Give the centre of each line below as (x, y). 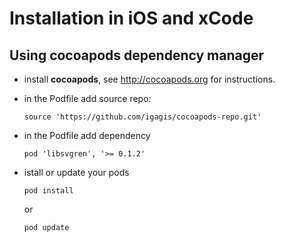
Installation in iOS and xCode (131, 18)
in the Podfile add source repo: (87, 98)
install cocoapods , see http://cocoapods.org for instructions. (149, 79)
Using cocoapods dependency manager (137, 55)
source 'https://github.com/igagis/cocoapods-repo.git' (142, 117)
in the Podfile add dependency (87, 135)
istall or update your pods (76, 172)
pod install (48, 191)
